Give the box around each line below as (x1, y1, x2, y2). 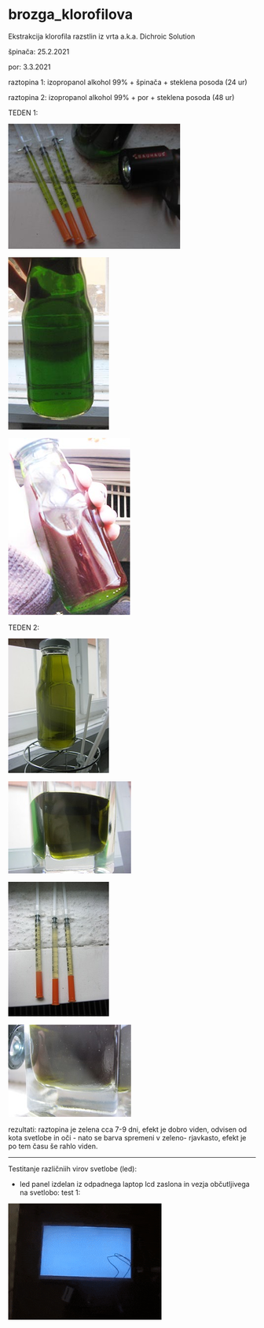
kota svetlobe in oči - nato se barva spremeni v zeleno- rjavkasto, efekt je (8, 1133, 247, 1142)
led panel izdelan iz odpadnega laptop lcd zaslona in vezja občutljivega (19, 1179, 250, 1189)
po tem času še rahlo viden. (8, 1141, 98, 1151)
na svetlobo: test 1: (19, 1188, 81, 1197)
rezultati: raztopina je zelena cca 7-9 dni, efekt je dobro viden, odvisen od (8, 1125, 247, 1134)
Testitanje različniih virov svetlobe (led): (8, 1164, 137, 1174)
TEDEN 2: (8, 623, 40, 632)
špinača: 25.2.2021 (8, 46, 70, 56)
